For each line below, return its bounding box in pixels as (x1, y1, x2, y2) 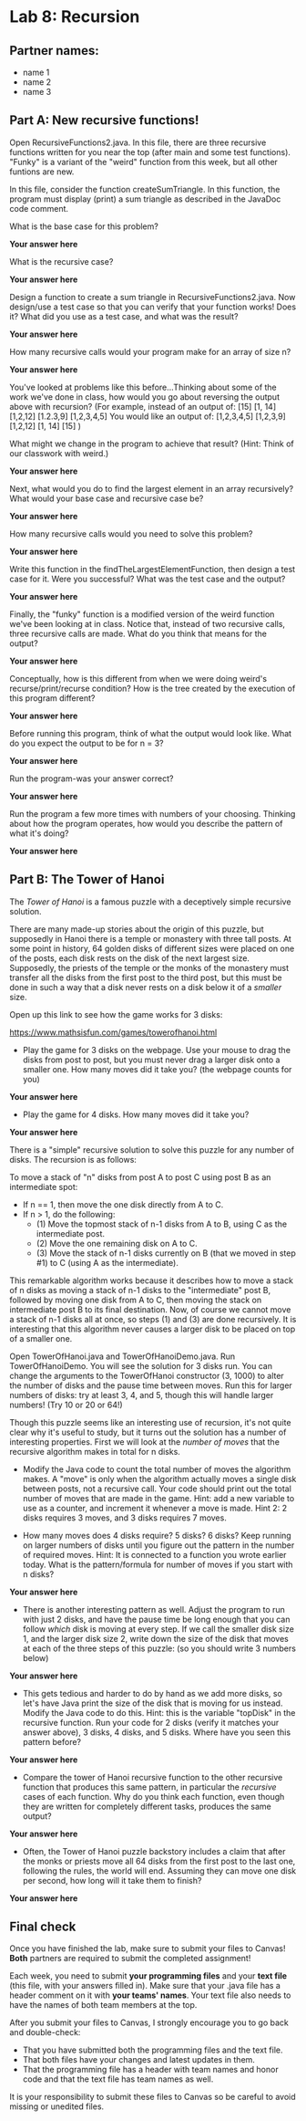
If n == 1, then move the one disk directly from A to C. (22, 1198, 224, 1210)
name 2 (22, 77, 52, 88)
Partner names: (9, 43, 100, 58)
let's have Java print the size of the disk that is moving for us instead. (22, 1698, 283, 1708)
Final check (9, 1919, 76, 1935)
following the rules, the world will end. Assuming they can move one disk (22, 1865, 297, 1876)
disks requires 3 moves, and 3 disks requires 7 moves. (22, 1512, 228, 1523)
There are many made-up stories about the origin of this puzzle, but (9, 924, 264, 935)
